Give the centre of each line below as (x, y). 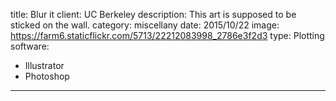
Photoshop (47, 76)
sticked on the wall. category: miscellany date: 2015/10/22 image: (145, 25)
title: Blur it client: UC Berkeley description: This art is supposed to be (153, 14)
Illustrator (44, 65)
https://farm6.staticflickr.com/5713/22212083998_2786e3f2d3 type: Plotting (167, 35)
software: (30, 46)
